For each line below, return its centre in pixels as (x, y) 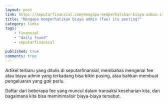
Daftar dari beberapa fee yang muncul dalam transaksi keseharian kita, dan (82, 90)
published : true (22, 51)
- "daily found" (31, 38)
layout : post (19, 10)
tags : (11, 28)
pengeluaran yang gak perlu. (35, 81)
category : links (22, 24)
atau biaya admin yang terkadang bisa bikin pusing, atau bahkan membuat (82, 75)
